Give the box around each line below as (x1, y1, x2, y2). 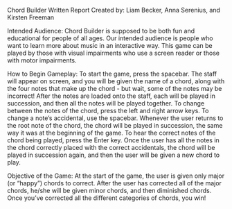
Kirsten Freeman (7, 13, 55, 22)
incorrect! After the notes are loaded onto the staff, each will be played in (7, 92, 216, 100)
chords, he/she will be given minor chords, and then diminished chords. (7, 187, 212, 194)
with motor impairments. (7, 56, 78, 65)
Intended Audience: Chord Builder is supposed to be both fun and (7, 27, 195, 35)
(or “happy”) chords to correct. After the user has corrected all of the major (7, 179, 222, 187)
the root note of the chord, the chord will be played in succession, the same (7, 122, 223, 129)
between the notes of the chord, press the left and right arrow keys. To (7, 107, 209, 115)
